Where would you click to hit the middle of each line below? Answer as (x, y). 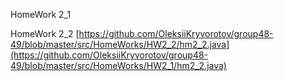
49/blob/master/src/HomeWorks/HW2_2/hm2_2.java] (120, 44)
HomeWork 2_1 (41, 14)
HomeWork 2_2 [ (45, 33)
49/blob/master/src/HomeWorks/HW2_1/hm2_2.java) (118, 65)
